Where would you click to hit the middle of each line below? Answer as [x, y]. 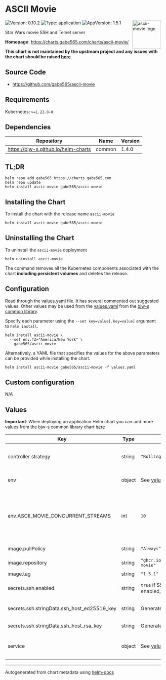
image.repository [27, 563]
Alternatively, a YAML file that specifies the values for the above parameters [82, 353]
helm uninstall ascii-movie [34, 259]
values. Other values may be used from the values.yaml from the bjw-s [77, 306]
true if [148, 585]
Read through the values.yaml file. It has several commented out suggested [82, 301]
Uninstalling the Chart [40, 238]
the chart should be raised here [38, 57]
